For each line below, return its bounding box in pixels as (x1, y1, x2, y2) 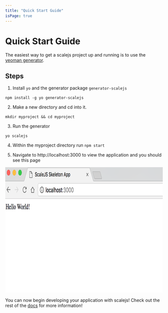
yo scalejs (5, 133, 28, 138)
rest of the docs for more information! (5, 302, 83, 308)
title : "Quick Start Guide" (5, 8, 64, 13)
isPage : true (5, 13, 32, 18)
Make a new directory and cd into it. (12, 104, 87, 110)
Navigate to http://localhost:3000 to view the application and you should (12, 152, 161, 158)
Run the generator (12, 123, 50, 129)
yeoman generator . (5, 57, 44, 63)
